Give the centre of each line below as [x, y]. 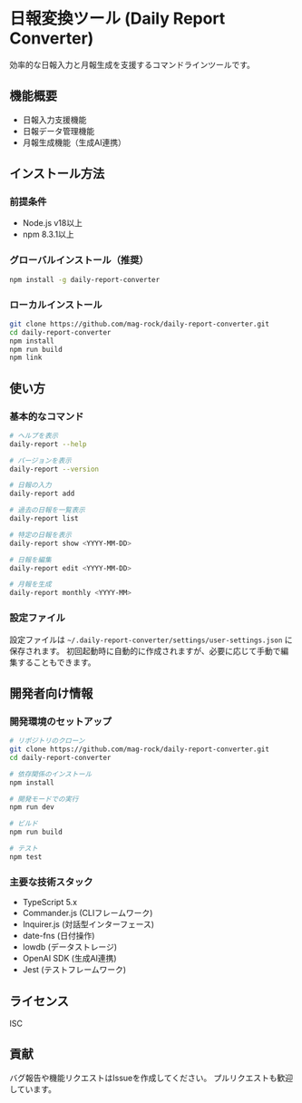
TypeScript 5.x [50, 903]
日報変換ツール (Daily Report [117, 19]
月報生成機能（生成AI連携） [74, 142]
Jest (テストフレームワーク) [74, 970]
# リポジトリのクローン [47, 741]
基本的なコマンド [47, 416]
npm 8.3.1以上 [48, 234]
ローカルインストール [56, 305]
